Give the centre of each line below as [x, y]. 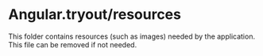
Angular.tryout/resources [95, 15]
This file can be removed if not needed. [73, 44]
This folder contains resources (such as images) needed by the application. [132, 36]
